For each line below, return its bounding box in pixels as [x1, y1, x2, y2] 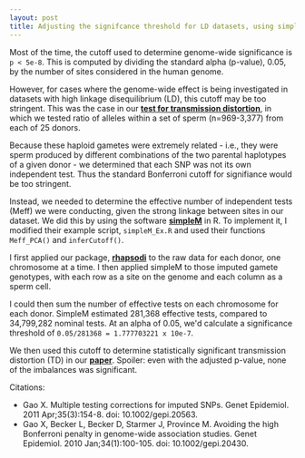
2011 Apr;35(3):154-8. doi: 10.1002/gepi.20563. [22, 409, 198, 420]
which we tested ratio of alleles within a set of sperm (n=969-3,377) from [9, 112, 284, 123]
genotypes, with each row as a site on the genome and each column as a [9, 271, 283, 282]
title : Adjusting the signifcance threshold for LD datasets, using [9, 22, 274, 31]
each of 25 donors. [9, 122, 81, 132]
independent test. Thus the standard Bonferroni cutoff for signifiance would [9, 169, 292, 180]
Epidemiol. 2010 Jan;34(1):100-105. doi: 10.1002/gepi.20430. [22, 437, 249, 449]
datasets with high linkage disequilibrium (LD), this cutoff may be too [9, 93, 267, 104]
